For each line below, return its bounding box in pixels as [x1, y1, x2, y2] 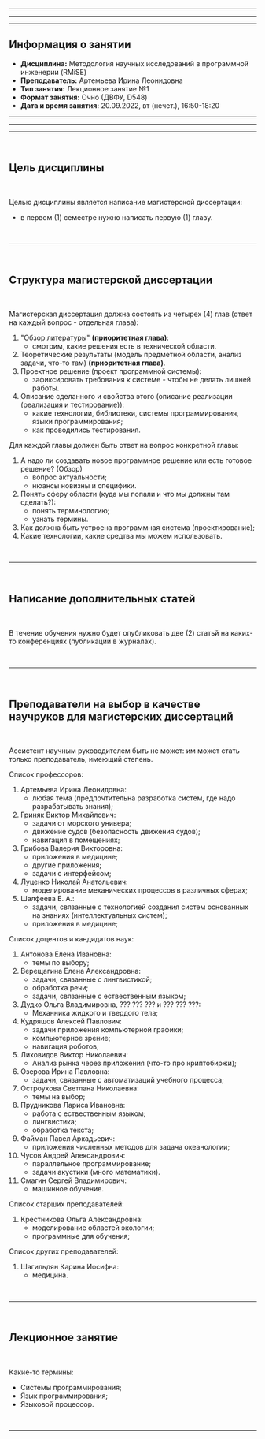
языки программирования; [31, 417, 123, 427]
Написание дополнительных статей [9, 592, 196, 606]
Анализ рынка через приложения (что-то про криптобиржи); [31, 1058, 237, 1068]
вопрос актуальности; [31, 472, 107, 482]
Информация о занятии [9, 38, 131, 51]
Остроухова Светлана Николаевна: [20, 1083, 140, 1093]
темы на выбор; [31, 1092, 86, 1102]
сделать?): [20, 498, 57, 507]
